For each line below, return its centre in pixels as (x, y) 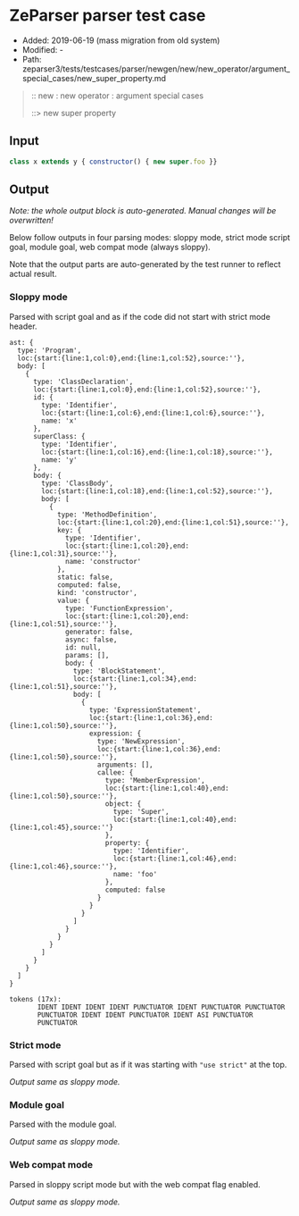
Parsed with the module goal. (63, 1124)
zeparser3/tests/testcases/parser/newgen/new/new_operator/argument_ (156, 69)
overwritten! (31, 221)
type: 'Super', (141, 811)
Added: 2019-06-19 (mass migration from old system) (121, 40)
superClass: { (59, 436)
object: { (123, 804)
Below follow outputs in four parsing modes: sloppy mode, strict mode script (150, 238)
